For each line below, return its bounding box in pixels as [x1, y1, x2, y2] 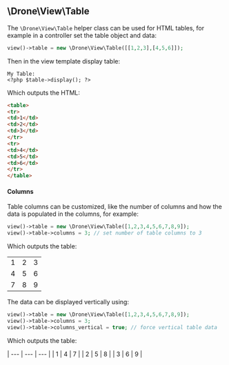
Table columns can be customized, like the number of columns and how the [7, 203, 223, 211]
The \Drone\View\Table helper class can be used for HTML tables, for [7, 23, 205, 32]
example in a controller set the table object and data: [7, 31, 157, 39]
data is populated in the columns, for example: [7, 210, 139, 218]
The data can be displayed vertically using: [7, 298, 130, 306]
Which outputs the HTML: [7, 88, 81, 97]
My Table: [7, 70, 36, 77]
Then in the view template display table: [7, 57, 121, 65]
